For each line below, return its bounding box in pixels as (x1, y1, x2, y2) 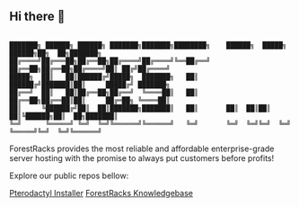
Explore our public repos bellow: (9, 170, 129, 181)
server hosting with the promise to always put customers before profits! (9, 152, 275, 163)
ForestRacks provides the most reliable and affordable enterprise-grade (9, 143, 275, 154)
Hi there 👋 (9, 9, 66, 24)
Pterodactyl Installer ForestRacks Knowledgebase (9, 187, 193, 198)
